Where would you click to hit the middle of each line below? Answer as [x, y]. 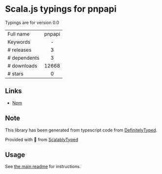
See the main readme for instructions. [43, 167]
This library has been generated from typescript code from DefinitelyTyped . [81, 130]
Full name [19, 34]
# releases [20, 50]
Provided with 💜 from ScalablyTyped [42, 139]
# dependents [24, 58]
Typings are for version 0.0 [32, 22]
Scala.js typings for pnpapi [61, 9]
